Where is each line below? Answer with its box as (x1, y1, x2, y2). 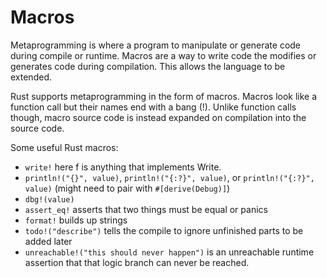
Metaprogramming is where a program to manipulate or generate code (10, 39, 302, 51)
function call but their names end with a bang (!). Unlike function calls (10, 101, 297, 113)
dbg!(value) (24, 194, 75, 205)
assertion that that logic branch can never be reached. (24, 256, 250, 268)
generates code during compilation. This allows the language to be (10, 60, 286, 72)
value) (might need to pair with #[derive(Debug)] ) (24, 182, 231, 194)
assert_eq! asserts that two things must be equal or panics (24, 203, 268, 215)
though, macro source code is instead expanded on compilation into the (10, 111, 307, 123)
